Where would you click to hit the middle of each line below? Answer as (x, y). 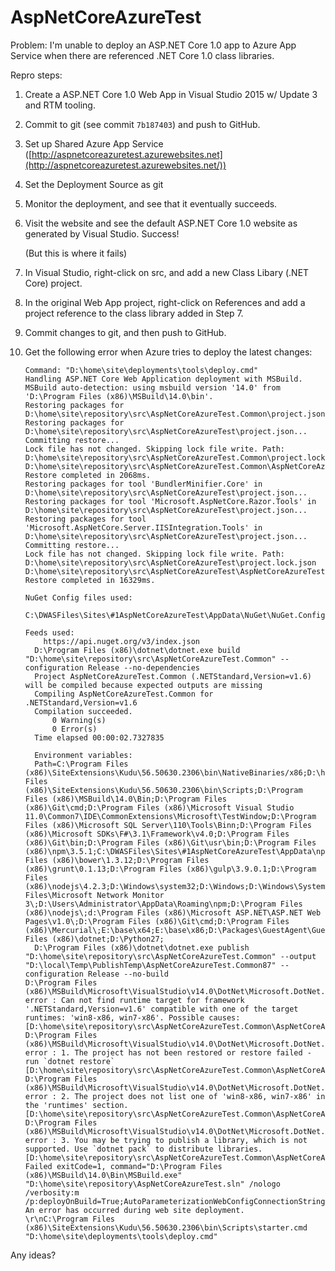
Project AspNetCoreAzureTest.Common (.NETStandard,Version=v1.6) (173, 676)
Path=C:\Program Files (81, 764)
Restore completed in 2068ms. (88, 475)
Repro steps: (36, 75)
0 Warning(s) (79, 720)
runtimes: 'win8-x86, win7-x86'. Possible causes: (132, 1017)
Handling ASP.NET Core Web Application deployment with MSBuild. (163, 379)
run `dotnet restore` (69, 1061)
